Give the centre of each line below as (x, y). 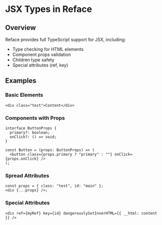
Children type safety (33, 60)
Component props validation (42, 54)
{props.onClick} (22, 159)
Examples (21, 81)
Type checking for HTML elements (48, 49)
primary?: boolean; (30, 132)
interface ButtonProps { (31, 128)
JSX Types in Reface (49, 9)
